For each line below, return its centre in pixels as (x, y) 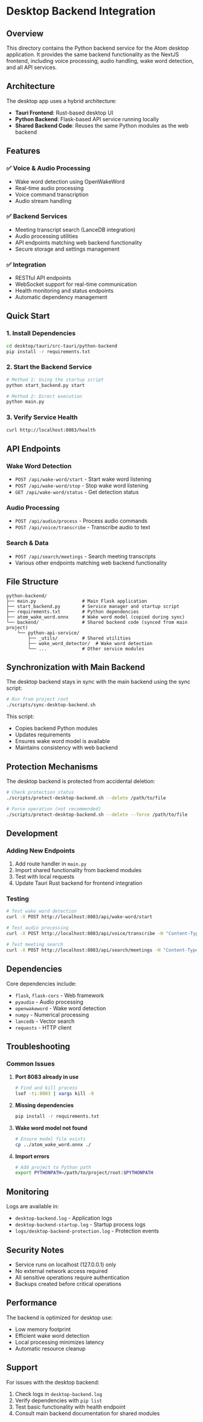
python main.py (25, 402)
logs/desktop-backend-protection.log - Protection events (87, 1231)
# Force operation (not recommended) (54, 809)
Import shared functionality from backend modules (78, 870)
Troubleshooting (38, 1046)
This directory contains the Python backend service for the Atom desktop (98, 48)
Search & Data (27, 543)
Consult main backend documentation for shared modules (87, 1413)
